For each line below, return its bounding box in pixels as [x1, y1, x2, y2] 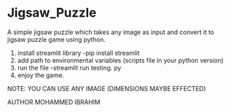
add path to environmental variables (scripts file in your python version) [17, 56, 224, 64]
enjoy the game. [17, 71, 64, 79]
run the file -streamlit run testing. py [17, 63, 122, 72]
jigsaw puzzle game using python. [7, 35, 106, 43]
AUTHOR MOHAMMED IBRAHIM [7, 97, 101, 106]
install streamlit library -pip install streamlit [17, 49, 140, 57]
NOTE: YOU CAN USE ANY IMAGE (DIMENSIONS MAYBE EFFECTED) [7, 84, 206, 93]
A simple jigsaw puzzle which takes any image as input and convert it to [7, 28, 215, 36]
